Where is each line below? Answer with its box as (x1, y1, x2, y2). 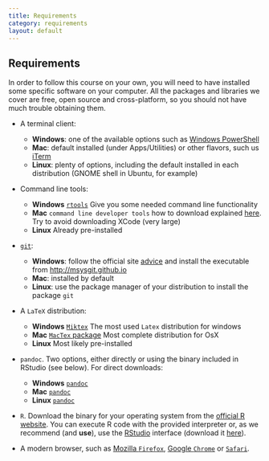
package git (31, 291, 74, 300)
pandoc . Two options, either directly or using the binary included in (19, 354, 239, 364)
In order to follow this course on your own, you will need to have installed (8, 78, 251, 88)
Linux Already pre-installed (31, 226, 123, 235)
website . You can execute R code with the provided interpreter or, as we (19, 419, 259, 430)
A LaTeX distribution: (19, 306, 87, 316)
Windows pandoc (31, 378, 88, 388)
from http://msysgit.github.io (31, 265, 127, 275)
